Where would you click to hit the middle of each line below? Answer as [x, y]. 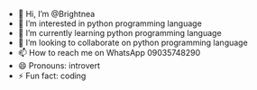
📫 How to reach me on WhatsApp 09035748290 [109, 53]
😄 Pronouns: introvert [59, 66]
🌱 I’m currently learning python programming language [120, 33]
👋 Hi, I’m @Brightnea [56, 14]
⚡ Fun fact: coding [52, 76]
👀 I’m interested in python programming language [110, 23]
